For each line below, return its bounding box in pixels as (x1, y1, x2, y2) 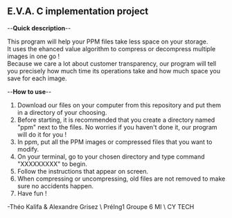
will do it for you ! (17, 130, 67, 138)
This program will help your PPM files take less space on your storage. (7, 37, 208, 46)
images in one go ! (7, 52, 60, 60)
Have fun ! (17, 189, 47, 197)
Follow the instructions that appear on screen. (17, 167, 149, 175)
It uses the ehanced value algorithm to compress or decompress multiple (7, 44, 216, 53)
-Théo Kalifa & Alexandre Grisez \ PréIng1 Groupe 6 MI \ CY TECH (7, 202, 195, 210)
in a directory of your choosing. (17, 108, 107, 116)
